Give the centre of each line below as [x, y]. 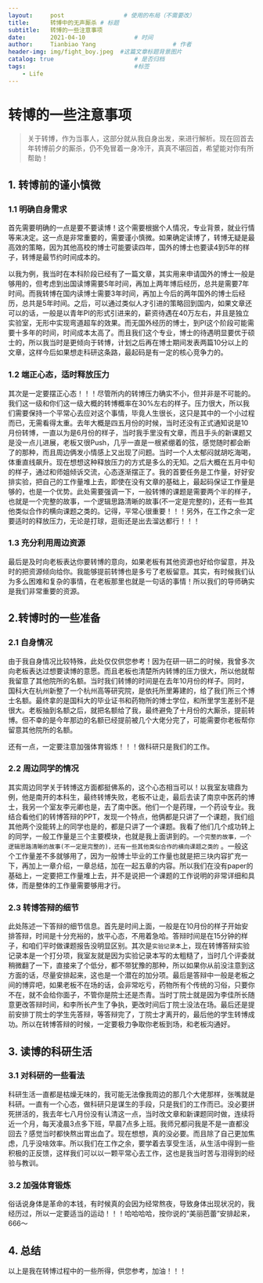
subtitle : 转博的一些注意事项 [56, 30]
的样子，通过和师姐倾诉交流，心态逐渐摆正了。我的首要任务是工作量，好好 [128, 472]
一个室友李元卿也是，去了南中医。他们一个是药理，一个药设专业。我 [145, 807]
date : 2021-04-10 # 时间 [81, 37]
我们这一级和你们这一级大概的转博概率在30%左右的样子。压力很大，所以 [126, 403]
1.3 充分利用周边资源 [47, 543]
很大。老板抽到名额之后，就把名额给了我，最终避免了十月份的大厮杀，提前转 [131, 710]
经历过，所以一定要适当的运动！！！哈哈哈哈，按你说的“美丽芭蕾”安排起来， [131, 1214]
